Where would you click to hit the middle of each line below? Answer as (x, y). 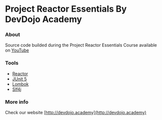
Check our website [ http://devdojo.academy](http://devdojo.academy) (76, 113)
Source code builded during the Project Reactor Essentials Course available (81, 45)
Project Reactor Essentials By (66, 9)
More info (17, 102)
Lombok (20, 84)
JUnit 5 (19, 79)
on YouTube (17, 50)
